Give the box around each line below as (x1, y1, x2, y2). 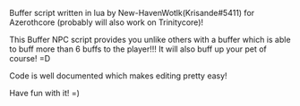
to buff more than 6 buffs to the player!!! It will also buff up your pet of (9, 44, 267, 54)
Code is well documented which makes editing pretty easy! (9, 70, 227, 81)
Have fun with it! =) (9, 88, 81, 98)
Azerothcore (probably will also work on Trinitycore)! (9, 17, 204, 28)
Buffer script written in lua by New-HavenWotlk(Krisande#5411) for (9, 8, 255, 18)
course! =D (9, 53, 51, 63)
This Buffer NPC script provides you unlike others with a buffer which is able (9, 35, 291, 45)
